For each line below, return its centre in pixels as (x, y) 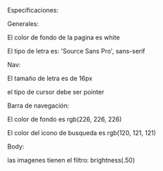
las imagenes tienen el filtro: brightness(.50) (71, 160)
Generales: (23, 24)
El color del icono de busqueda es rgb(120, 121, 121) (82, 133)
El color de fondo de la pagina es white (64, 37)
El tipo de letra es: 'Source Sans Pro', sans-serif (76, 51)
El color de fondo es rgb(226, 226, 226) (65, 119)
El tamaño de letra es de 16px (50, 78)
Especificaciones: (33, 10)
